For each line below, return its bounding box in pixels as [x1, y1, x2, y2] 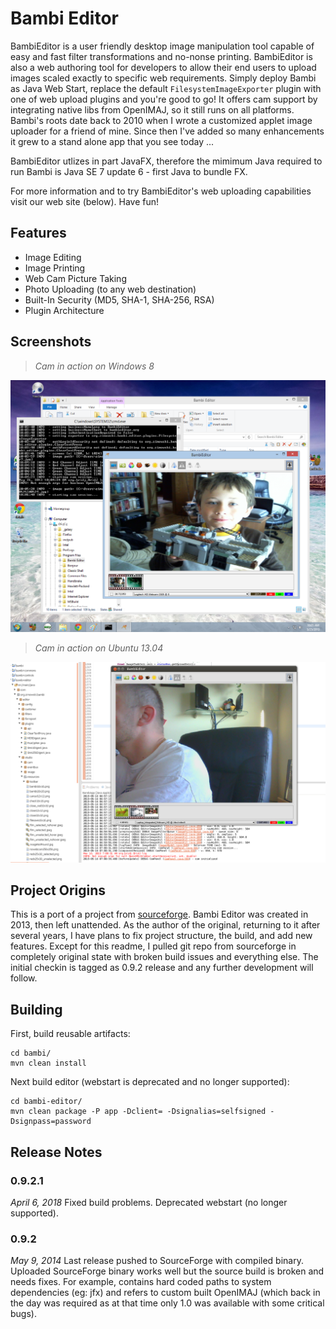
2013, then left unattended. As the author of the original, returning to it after [10, 919, 321, 931]
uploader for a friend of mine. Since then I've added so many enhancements [10, 125, 325, 137]
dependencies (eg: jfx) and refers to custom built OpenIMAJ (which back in [10, 1287, 321, 1299]
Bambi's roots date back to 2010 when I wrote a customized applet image [10, 114, 313, 126]
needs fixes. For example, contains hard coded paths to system [10, 1276, 272, 1288]
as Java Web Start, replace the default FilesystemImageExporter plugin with [10, 82, 322, 94]
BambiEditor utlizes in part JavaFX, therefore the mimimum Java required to [10, 155, 323, 167]
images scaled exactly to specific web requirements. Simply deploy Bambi [10, 72, 317, 84]
